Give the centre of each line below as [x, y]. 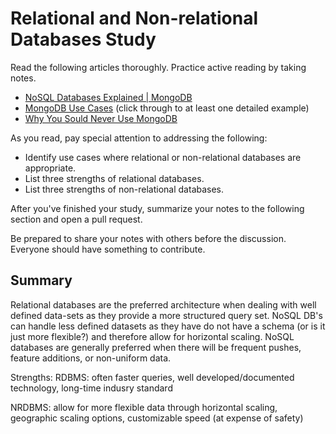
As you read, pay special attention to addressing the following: [139, 138]
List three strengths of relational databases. [114, 178]
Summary [41, 280]
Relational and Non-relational [134, 18]
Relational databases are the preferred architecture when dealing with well [163, 304]
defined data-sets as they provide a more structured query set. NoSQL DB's [166, 315]
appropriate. [50, 168]
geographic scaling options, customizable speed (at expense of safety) [157, 418]
